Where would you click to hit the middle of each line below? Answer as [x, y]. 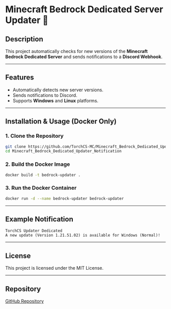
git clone [16, 146]
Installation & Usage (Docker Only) [61, 122]
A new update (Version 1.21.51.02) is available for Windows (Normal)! [83, 236]
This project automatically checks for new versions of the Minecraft [77, 51]
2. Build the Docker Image [38, 164]
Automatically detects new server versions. [58, 90]
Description [24, 39]
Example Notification [39, 219]
